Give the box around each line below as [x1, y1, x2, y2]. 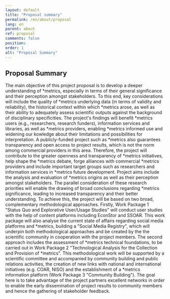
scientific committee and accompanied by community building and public [5, 256, 159, 262]
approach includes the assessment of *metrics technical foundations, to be [5, 239, 162, 246]
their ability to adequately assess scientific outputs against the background [5, 110, 162, 116]
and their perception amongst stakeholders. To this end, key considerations [5, 93, 163, 99]
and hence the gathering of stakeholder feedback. [5, 288, 111, 294]
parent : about [5, 26, 36, 32]
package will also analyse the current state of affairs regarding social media [5, 218, 164, 224]
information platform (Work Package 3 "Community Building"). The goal [5, 272, 155, 278]
